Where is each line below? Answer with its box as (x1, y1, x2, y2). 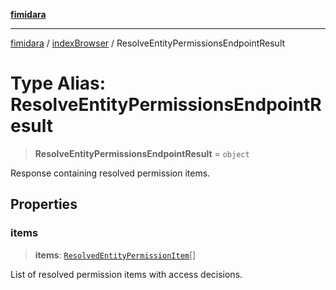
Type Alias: (10, 72, 107, 95)
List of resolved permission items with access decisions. (10, 268, 243, 280)
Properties (10, 196, 78, 213)
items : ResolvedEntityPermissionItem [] (34, 249, 197, 261)
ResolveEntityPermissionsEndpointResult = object (34, 147, 250, 159)
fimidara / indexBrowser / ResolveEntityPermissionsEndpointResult (10, 37, 286, 49)
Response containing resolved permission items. (10, 167, 211, 179)
